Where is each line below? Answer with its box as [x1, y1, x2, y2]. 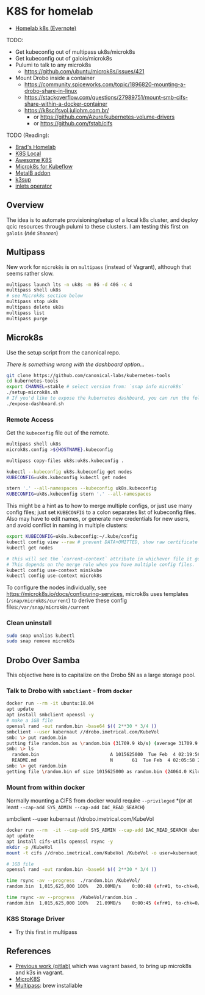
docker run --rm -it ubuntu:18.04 [6, 700, 95, 707]
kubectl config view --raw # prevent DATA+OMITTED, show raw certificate [6, 539, 198, 545]
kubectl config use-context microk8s [6, 573, 103, 579]
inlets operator [15, 182, 52, 189]
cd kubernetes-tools [6, 378, 59, 384]
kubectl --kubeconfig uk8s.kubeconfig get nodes [6, 469, 132, 475]
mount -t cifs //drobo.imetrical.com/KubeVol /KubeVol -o [6, 850, 157, 856]
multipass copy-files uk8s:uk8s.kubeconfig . [6, 457, 124, 464]
